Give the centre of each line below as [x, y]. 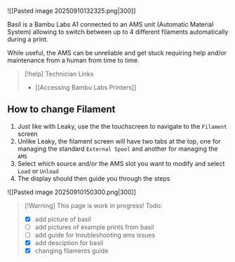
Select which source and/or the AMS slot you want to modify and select [121, 163]
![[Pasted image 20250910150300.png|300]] [72, 192]
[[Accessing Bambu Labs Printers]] [86, 87]
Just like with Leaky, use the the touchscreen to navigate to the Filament [122, 126]
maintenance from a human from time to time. [73, 60]
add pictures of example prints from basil [94, 227]
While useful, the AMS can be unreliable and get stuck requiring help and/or [117, 53]
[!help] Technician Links [59, 74]
